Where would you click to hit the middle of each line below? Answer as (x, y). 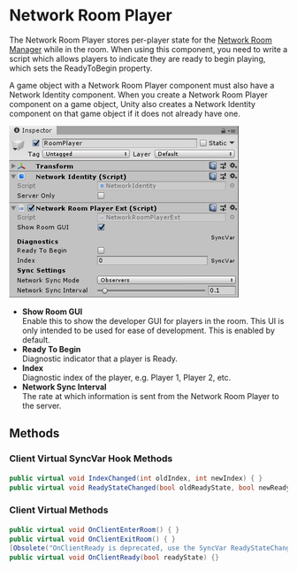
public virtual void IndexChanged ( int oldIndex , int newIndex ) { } (136, 478)
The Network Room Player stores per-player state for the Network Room (141, 40)
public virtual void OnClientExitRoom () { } (92, 539)
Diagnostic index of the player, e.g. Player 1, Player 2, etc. (126, 377)
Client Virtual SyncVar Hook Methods (91, 459)
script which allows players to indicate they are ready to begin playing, (137, 58)
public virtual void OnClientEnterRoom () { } (94, 529)
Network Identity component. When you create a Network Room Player (138, 95)
